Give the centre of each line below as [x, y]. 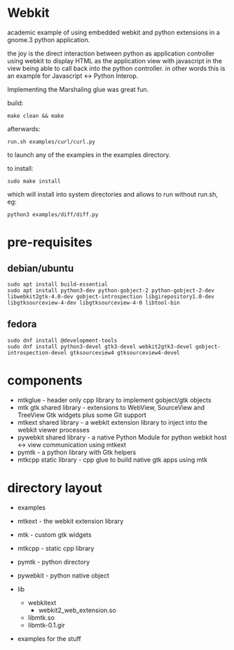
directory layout [55, 487]
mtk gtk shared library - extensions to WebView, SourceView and [111, 407]
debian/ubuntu [41, 268]
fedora [22, 324]
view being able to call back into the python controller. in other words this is [116, 68]
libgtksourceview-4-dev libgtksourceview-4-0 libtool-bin [94, 303]
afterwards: [24, 128]
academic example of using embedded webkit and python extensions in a [114, 32]
